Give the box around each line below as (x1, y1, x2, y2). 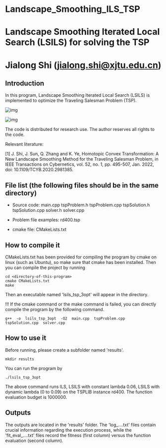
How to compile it (5, 241, 60, 249)
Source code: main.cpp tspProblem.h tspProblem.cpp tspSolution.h (12, 202, 150, 208)
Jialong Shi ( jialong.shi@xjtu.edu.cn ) (5, 60, 162, 70)
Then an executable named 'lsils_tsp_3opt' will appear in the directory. (5, 292, 149, 297)
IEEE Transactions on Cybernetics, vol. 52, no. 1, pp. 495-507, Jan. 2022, (5, 161, 155, 167)
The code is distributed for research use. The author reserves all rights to (5, 127, 155, 132)
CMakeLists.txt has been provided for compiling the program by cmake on (5, 254, 157, 260)
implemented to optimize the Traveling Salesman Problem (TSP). (5, 98, 137, 104)
